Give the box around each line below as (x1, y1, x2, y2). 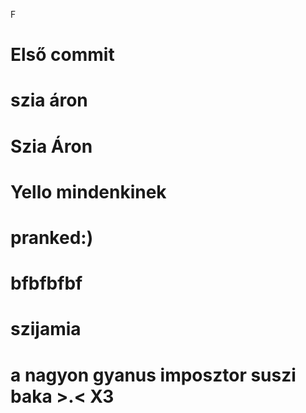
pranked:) (10, 226, 94, 249)
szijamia (10, 318, 82, 341)
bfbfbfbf (10, 272, 83, 295)
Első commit (10, 44, 115, 66)
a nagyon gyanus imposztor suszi (10, 364, 297, 386)
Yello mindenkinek (10, 180, 167, 203)
